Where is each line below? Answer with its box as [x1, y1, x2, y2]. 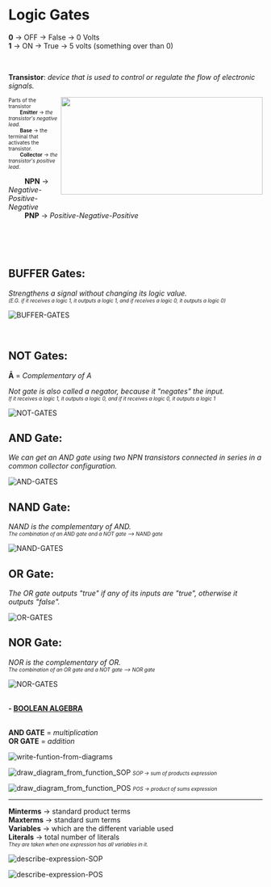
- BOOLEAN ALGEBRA [8, 703, 83, 713]
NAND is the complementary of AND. [8, 522, 131, 532]
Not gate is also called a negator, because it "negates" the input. [8, 386, 225, 396]
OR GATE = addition [8, 736, 75, 746]
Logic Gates [8, 6, 90, 24]
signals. [8, 81, 35, 90]
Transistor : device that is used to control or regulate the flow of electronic [8, 72, 256, 82]
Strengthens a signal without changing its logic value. [8, 288, 187, 298]
